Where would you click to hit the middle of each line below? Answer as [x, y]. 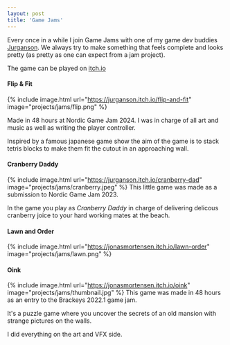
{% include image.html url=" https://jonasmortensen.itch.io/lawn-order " [108, 246]
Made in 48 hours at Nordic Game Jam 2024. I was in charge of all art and [113, 120]
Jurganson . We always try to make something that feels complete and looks [115, 47]
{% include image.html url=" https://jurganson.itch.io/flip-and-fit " [99, 99]
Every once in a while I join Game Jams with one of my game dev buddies [113, 40]
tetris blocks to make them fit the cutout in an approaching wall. [98, 148]
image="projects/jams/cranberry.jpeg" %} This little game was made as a [112, 187]
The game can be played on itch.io [56, 68]
